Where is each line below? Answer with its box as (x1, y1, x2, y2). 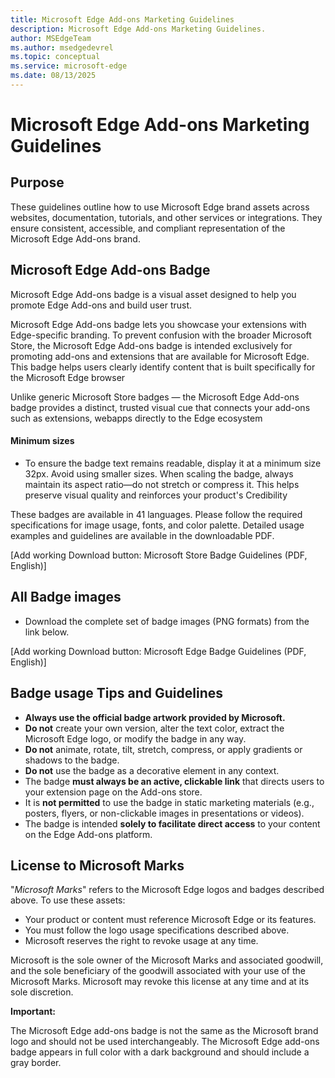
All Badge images (10, 589, 122, 606)
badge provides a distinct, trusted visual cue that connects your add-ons (10, 401, 311, 413)
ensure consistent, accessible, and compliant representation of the (10, 222, 286, 234)
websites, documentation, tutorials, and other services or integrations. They (10, 211, 323, 223)
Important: (10, 1006, 56, 1018)
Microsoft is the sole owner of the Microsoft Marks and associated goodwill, (10, 954, 324, 966)
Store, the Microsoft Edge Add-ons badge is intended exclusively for (10, 339, 293, 351)
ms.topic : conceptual (10, 52, 101, 62)
